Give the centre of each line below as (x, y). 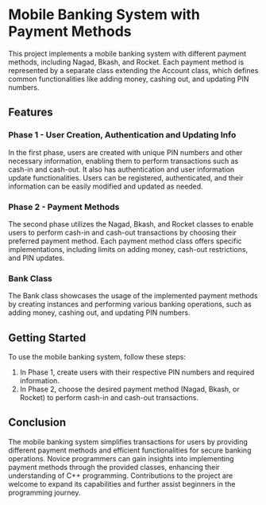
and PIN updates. (37, 258)
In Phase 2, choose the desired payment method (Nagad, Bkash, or (129, 389)
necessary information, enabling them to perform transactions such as (123, 161)
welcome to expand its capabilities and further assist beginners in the (122, 484)
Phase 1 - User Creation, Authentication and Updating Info (122, 135)
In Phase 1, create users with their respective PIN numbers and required (137, 372)
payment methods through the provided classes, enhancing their (114, 467)
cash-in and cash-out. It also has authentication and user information (121, 169)
